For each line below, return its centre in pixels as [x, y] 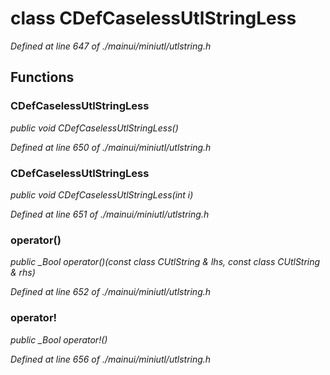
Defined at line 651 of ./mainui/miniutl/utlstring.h [110, 214]
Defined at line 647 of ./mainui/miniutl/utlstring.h [111, 46]
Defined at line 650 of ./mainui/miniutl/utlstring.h [111, 147]
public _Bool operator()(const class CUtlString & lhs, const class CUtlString [165, 262]
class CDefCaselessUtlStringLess [153, 18]
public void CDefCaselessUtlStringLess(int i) [102, 194]
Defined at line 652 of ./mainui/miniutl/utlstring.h [111, 292]
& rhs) [23, 273]
